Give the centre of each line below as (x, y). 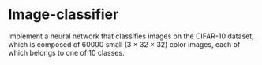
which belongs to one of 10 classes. (66, 52)
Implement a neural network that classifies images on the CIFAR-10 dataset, (131, 36)
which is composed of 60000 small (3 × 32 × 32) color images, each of (124, 44)
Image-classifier (64, 14)
